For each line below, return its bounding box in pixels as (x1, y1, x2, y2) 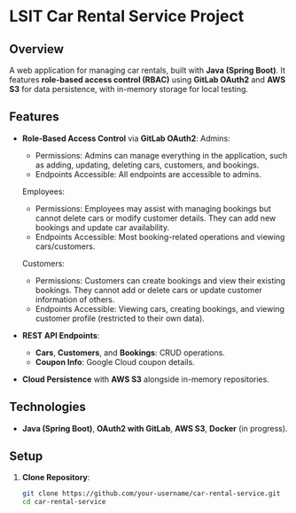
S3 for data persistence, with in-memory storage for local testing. (9, 84, 249, 94)
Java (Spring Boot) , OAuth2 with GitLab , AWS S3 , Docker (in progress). (21, 423, 288, 433)
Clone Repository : (21, 472, 90, 483)
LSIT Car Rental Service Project (9, 6, 245, 27)
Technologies (9, 400, 87, 415)
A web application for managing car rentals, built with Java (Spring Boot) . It (9, 65, 286, 75)
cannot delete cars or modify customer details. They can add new (35, 213, 277, 223)
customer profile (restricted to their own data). (35, 313, 206, 323)
